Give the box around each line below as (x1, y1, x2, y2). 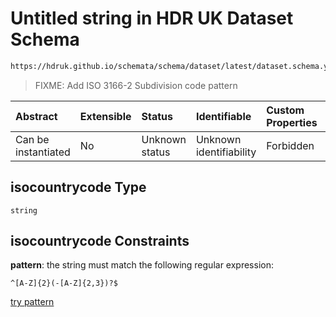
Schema (10, 28, 80, 51)
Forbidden (266, 138, 315, 152)
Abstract (15, 109, 58, 123)
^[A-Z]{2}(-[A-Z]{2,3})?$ (10, 278, 118, 289)
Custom (266, 103, 305, 117)
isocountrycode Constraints (10, 233, 190, 250)
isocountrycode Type (10, 179, 147, 196)
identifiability (195, 145, 257, 159)
